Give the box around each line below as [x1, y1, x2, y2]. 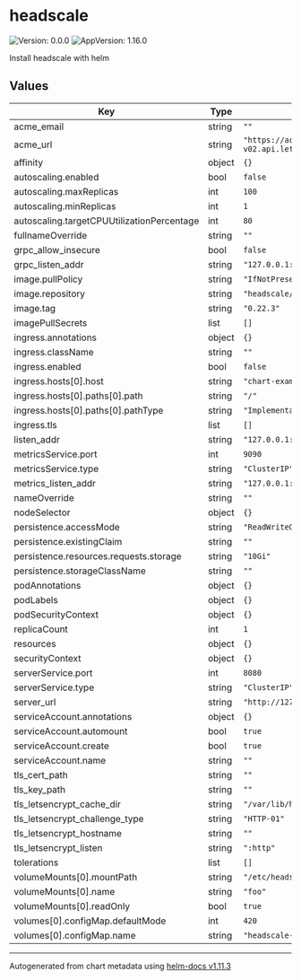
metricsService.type [13, 462, 99, 475]
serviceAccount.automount [13, 724, 128, 737]
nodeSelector [13, 506, 71, 519]
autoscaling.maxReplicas [13, 185, 119, 197]
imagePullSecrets [13, 316, 88, 328]
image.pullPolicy [13, 273, 83, 285]
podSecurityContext [13, 608, 99, 620]
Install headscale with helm [9, 52, 110, 63]
